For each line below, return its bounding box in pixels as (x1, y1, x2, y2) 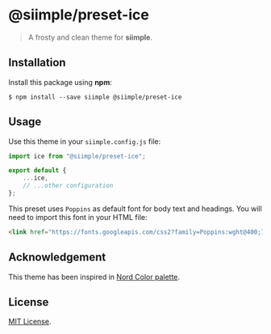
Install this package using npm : (8, 77, 113, 87)
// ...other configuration (23, 182, 114, 190)
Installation (8, 56, 66, 70)
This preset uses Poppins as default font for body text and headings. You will (8, 204, 262, 214)
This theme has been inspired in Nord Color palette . (8, 272, 180, 281)
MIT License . (8, 317, 52, 327)
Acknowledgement (8, 251, 106, 264)
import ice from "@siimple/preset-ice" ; (8, 152, 147, 160)
